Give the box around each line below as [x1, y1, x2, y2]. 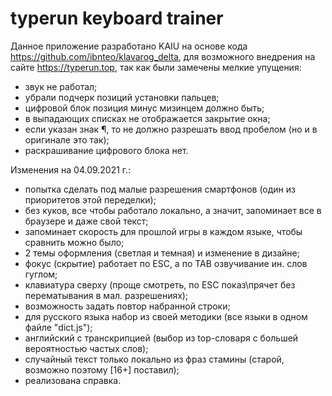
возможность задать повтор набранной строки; [24, 300, 231, 312]
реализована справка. [24, 374, 122, 386]
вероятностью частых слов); [24, 342, 149, 354]
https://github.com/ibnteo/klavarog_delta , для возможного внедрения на [10, 50, 316, 62]
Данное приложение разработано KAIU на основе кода [10, 40, 248, 52]
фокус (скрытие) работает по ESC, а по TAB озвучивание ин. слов [24, 257, 308, 269]
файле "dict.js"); [24, 321, 93, 333]
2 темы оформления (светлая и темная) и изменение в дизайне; [24, 247, 300, 259]
